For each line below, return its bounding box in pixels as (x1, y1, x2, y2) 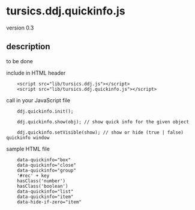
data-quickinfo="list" (17, 188, 74, 194)
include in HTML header (6, 69, 66, 76)
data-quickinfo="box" (17, 156, 71, 163)
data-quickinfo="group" (17, 167, 77, 173)
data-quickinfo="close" (17, 162, 77, 168)
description (6, 42, 50, 52)
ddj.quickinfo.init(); (17, 108, 74, 114)
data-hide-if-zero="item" (17, 199, 82, 205)
